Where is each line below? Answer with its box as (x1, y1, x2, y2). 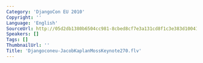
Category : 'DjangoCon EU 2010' (6, 8, 85, 15)
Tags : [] (6, 37, 28, 43)
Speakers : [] (6, 31, 39, 37)
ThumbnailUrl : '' (6, 43, 50, 49)
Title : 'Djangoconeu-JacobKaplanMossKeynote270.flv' (6, 48, 142, 54)
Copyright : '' (6, 14, 42, 20)
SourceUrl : (6, 25, 34, 32)
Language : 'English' (6, 20, 59, 26)
